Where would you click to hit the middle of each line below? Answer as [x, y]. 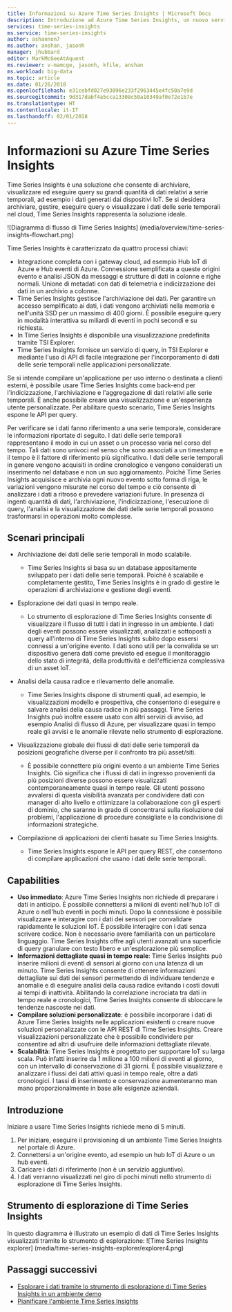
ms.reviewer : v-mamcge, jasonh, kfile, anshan [75, 65]
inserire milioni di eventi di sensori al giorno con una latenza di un [110, 963]
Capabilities [33, 880]
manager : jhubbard [33, 53]
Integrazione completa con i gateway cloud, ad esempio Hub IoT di [112, 261]
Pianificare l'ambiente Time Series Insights [78, 1301]
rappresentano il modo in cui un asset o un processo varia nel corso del [109, 443]
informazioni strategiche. [63, 824]
